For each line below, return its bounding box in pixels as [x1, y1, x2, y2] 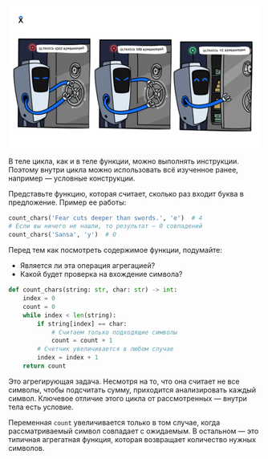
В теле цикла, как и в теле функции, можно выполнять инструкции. [8, 156, 239, 166]
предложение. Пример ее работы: [8, 197, 127, 207]
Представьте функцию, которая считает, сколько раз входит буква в [8, 189, 245, 198]
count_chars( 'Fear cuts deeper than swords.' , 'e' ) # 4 [8, 213, 203, 222]
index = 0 [22, 294, 56, 303]
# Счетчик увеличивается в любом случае [37, 345, 174, 353]
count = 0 [22, 303, 56, 311]
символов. [8, 443, 45, 453]
